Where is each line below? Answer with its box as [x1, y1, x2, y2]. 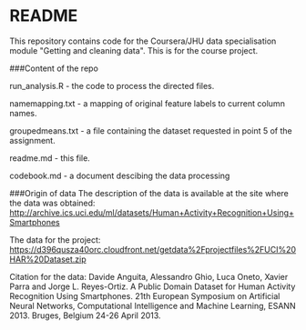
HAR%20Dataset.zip [9, 254, 87, 265]
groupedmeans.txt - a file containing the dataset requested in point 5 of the [9, 125, 293, 136]
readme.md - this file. [9, 152, 91, 164]
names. [9, 107, 37, 118]
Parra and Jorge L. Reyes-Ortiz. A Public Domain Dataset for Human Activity [9, 281, 296, 292]
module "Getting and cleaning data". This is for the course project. [9, 45, 259, 55]
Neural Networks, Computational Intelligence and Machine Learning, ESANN [9, 300, 296, 311]
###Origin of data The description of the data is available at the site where [9, 187, 290, 198]
